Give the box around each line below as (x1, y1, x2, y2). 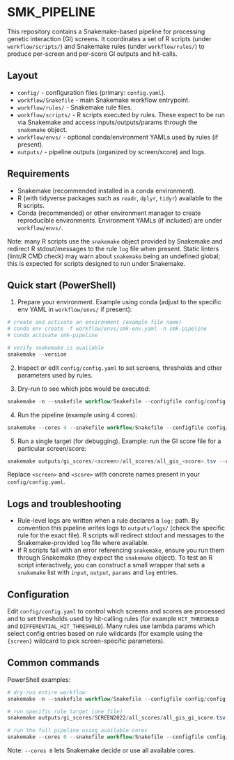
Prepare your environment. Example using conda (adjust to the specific (17, 298, 221, 306)
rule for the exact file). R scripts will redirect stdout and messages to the (17, 531, 225, 539)
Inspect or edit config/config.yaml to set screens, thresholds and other (17, 364, 223, 372)
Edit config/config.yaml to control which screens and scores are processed (7, 607, 225, 615)
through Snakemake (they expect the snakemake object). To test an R (17, 553, 213, 562)
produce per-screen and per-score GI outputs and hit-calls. (7, 50, 178, 58)
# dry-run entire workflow (7, 689, 86, 696)
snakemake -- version (7, 350, 68, 358)
